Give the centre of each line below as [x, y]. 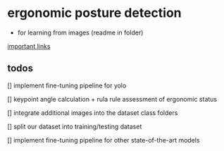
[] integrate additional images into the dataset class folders [93, 113]
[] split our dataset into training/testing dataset [75, 126]
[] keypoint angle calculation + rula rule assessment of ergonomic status [112, 99]
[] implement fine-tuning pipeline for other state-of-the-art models [104, 140]
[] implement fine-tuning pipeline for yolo [67, 85]
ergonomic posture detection [94, 13]
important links [29, 46]
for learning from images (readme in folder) [80, 32]
